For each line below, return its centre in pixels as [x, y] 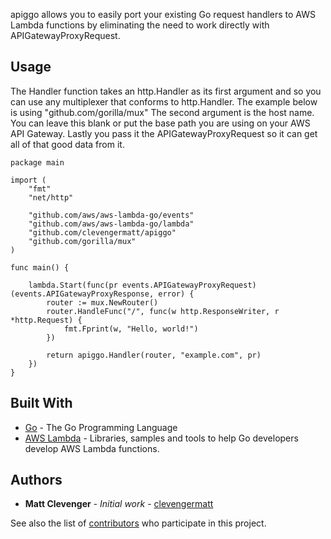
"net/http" [51, 197]
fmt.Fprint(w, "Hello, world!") [131, 329]
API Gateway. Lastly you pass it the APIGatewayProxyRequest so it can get [164, 133]
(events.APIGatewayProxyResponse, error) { [102, 294]
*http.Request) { [46, 320]
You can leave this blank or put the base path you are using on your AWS [160, 123]
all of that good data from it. [67, 144]
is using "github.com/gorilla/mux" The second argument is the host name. [162, 112]
